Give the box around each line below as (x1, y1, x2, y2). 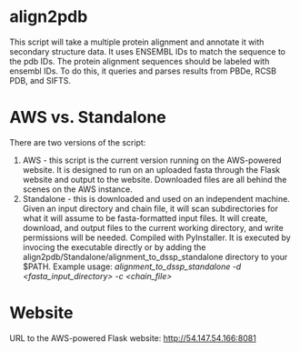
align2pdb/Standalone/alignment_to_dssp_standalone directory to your (22, 251, 288, 262)
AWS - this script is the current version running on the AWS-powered (22, 155, 282, 166)
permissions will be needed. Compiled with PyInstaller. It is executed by (22, 232, 291, 243)
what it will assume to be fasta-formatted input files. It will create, (22, 212, 268, 224)
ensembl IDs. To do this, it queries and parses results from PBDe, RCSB (9, 65, 277, 76)
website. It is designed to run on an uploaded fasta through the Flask (22, 164, 281, 175)
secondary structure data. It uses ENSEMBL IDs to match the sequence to (9, 45, 286, 56)
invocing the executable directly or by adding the (22, 241, 206, 252)
